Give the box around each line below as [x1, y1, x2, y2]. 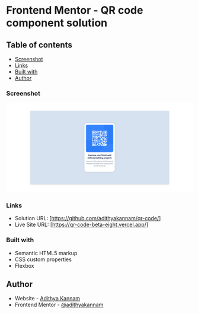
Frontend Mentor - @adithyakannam [14, 301, 104, 309]
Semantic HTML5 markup [14, 249, 78, 256]
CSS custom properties [14, 256, 72, 263]
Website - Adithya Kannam [14, 295, 81, 302]
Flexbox [14, 262, 34, 269]
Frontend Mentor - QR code [6, 4, 143, 17]
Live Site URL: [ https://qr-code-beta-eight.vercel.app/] [14, 221, 149, 229]
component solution [6, 16, 108, 30]
